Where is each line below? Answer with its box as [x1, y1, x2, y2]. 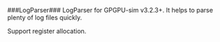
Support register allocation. [7, 27, 87, 35]
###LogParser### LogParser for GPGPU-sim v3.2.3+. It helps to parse [7, 6, 214, 14]
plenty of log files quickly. [7, 13, 82, 22]
